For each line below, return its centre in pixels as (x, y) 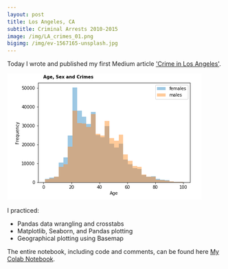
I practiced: (23, 211)
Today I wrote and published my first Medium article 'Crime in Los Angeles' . (114, 64)
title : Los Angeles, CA (41, 22)
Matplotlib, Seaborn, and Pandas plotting (75, 231)
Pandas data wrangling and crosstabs (70, 224)
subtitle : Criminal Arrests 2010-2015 (62, 29)
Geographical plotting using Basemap (70, 238)
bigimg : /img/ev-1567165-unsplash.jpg (62, 44)
